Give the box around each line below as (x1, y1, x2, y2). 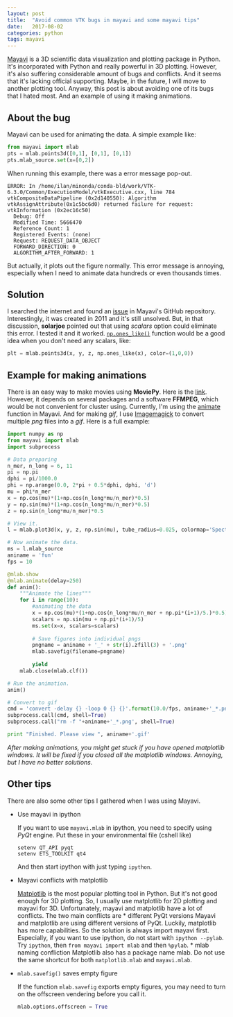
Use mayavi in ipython (17, 810, 81, 818)
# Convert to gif (7, 699, 58, 706)
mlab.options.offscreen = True (17, 1003, 108, 1010)
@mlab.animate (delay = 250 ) (7, 577, 82, 584)
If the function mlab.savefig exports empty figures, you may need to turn (17, 982, 226, 991)
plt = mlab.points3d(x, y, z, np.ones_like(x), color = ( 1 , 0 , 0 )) (7, 350, 194, 357)
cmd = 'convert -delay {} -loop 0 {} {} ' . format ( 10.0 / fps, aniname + (7, 705, 209, 713)
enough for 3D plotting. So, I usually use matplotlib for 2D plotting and (17, 896, 218, 905)
